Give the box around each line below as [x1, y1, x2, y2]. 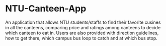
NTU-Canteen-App [5, 3, 87, 14]
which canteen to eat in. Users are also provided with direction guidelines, [5, 30, 159, 36]
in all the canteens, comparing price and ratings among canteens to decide [5, 24, 161, 30]
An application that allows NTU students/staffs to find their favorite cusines [5, 19, 161, 25]
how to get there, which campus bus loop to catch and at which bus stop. [5, 35, 157, 41]
